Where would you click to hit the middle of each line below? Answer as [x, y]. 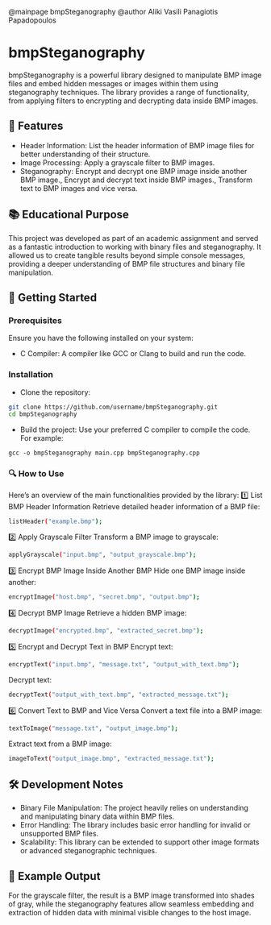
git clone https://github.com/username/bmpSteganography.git [113, 407]
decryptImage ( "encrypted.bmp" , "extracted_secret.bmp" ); [106, 631]
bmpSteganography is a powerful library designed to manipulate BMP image [135, 75]
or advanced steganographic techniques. [88, 851]
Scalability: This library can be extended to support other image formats [140, 842]
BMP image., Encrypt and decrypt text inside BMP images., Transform [136, 180]
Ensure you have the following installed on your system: [101, 338]
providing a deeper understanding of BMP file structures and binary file [127, 263]
